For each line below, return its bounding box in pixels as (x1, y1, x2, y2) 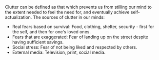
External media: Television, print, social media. (12, 49, 106, 55)
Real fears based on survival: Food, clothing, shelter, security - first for (12, 24, 155, 30)
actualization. (5, 15, 32, 20)
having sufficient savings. (12, 39, 64, 45)
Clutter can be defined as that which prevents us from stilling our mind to (5, 4, 152, 10)
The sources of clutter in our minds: (33, 15, 105, 20)
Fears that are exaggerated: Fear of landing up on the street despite (12, 34, 149, 40)
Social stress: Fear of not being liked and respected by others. (12, 45, 138, 50)
